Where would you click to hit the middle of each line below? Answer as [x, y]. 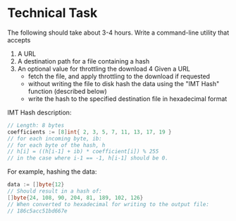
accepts [19, 40]
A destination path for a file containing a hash [83, 61]
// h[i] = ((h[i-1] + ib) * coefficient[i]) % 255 [83, 152]
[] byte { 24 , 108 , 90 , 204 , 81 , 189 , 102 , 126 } [75, 198]
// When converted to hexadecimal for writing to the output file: [108, 204]
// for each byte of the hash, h [56, 145]
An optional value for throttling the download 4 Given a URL [104, 68]
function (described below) [67, 91]
